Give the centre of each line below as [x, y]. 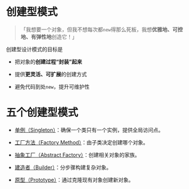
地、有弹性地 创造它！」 [49, 36]
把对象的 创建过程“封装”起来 [48, 62]
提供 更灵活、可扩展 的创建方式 [50, 74]
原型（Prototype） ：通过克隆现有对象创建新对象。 [74, 180]
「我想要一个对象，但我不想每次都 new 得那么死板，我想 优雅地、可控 [102, 29]
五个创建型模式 [42, 113]
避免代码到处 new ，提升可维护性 [52, 86]
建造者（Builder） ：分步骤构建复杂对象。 [63, 167]
